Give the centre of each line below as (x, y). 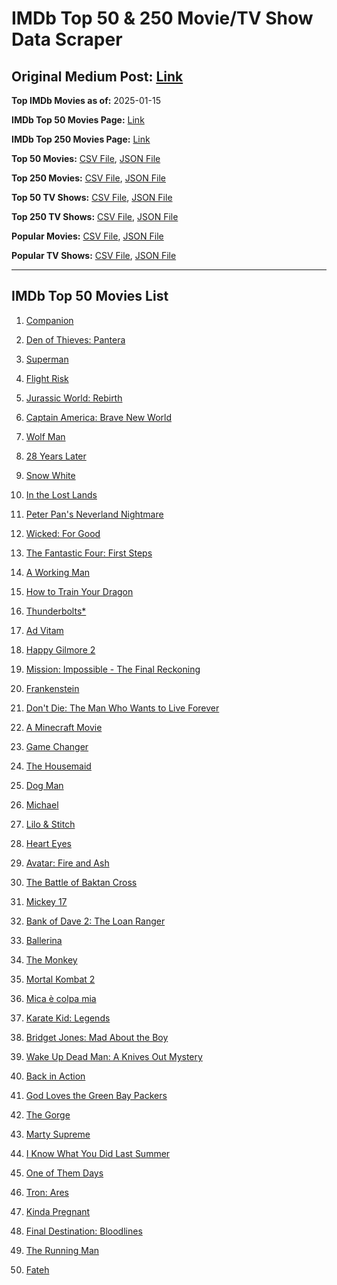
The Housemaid (58, 766)
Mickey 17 (46, 901)
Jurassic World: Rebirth (74, 398)
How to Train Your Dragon (79, 591)
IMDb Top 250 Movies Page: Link (81, 139)
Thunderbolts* (56, 611)
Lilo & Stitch (50, 824)
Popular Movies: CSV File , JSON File (87, 236)
